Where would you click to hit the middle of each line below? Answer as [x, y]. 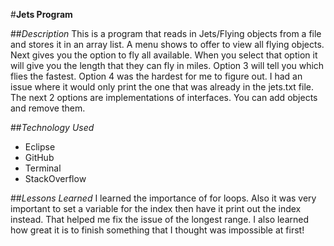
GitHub [39, 157]
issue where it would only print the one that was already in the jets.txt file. [162, 87]
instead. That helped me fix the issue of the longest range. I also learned [160, 219]
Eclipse [40, 147]
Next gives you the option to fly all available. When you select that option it [164, 55]
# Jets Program [41, 14]
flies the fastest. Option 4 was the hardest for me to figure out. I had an [156, 76]
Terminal [43, 168]
